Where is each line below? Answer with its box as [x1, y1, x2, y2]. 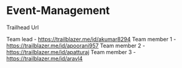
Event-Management [6, 4, 110, 18]
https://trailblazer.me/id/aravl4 [6, 55, 83, 62]
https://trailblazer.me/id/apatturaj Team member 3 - [6, 48, 136, 55]
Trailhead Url [6, 24, 39, 31]
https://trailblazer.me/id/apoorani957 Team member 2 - [6, 42, 145, 49]
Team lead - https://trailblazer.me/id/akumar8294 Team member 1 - [6, 35, 177, 42]
